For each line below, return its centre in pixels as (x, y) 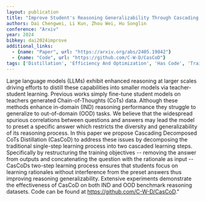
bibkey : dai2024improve (37, 40)
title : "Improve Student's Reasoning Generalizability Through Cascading (103, 18)
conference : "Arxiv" (33, 29)
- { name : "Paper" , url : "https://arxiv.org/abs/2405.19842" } (92, 52)
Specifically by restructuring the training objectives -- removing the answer (101, 152)
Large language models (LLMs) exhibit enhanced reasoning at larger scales (102, 81)
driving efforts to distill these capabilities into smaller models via (87, 87)
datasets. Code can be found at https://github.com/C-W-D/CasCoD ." (93, 191)
